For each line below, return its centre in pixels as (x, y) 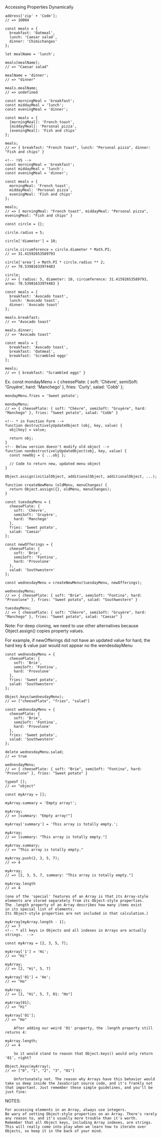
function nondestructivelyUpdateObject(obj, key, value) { (66, 451)
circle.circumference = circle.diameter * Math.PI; (58, 250)
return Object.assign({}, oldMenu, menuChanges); (60, 489)
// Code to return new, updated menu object (55, 464)
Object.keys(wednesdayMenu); (34, 697)
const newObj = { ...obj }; (38, 455)
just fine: (16, 1092)
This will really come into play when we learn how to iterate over (76, 1127)
